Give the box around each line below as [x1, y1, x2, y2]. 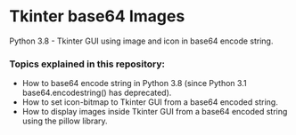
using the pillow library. [21, 115, 109, 126]
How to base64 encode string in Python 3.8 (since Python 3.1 [21, 78, 247, 89]
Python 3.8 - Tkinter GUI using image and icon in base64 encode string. [9, 36, 274, 46]
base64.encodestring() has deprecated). [21, 87, 172, 99]
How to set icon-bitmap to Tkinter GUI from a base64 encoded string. [21, 97, 278, 107]
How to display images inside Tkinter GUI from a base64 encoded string [21, 107, 288, 117]
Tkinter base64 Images [9, 6, 185, 27]
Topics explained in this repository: [9, 58, 166, 70]
